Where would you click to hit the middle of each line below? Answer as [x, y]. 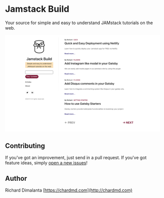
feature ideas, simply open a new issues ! [46, 163]
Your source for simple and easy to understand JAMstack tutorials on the [79, 23]
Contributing [25, 146]
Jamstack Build [37, 9]
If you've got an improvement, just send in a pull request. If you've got [76, 158]
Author [16, 178]
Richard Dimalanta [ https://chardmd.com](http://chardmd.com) [69, 190]
